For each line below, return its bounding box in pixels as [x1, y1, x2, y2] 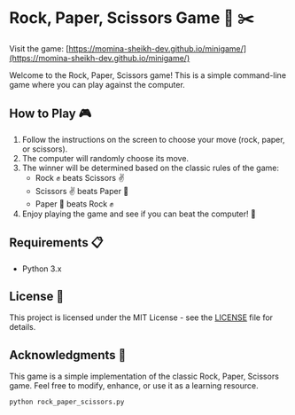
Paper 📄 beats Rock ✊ [35, 198, 114, 209]
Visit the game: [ [9, 43, 69, 54]
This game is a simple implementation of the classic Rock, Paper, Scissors [9, 371, 279, 382]
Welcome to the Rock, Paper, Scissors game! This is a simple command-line [9, 69, 286, 81]
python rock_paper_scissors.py [9, 397, 125, 407]
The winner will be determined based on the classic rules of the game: [21, 162, 279, 173]
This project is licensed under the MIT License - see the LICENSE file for [9, 312, 273, 323]
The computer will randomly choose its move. [21, 153, 189, 163]
